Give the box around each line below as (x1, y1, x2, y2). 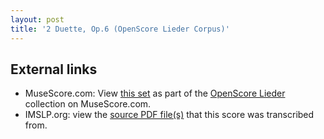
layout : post (10, 14, 65, 25)
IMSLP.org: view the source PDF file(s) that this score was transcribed (24, 109, 315, 121)
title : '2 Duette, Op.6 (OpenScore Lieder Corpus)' (10, 24, 230, 34)
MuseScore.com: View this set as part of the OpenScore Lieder (24, 87, 286, 100)
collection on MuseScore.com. (24, 98, 152, 110)
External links (10, 61, 98, 78)
